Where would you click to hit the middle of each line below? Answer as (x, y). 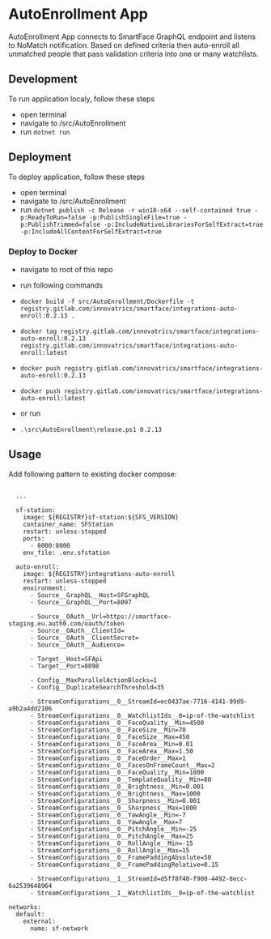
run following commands (61, 285)
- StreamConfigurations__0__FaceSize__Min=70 (108, 730)
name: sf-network (59, 928)
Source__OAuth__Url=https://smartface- (105, 617)
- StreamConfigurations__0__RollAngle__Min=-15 (112, 843)
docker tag (38, 331)
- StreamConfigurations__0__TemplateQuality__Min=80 (121, 779)
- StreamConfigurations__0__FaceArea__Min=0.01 (112, 744)
